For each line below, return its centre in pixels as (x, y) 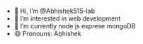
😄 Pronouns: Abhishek (47, 33)
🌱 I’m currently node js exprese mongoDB (75, 26)
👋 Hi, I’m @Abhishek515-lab (55, 11)
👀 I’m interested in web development (67, 18)
